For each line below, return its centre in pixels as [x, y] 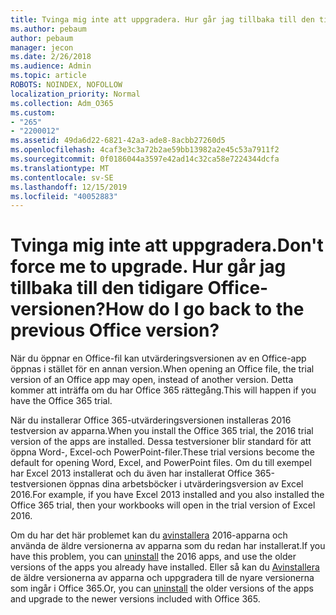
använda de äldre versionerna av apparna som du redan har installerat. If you [168, 546]
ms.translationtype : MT [60, 168]
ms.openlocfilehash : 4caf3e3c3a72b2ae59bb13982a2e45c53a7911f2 [145, 150]
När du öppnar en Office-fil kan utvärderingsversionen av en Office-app [158, 358]
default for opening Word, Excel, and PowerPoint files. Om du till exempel [161, 463]
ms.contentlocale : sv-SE [62, 177]
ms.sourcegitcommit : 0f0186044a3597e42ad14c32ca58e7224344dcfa [145, 159]
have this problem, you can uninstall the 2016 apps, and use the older [153, 557]
